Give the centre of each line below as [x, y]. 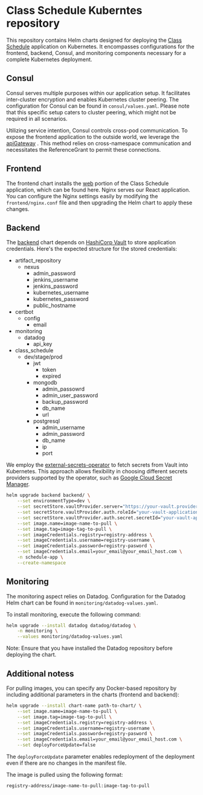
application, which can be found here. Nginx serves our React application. [98, 190]
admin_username [63, 427]
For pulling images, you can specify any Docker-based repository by [92, 688]
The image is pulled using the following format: [65, 775]
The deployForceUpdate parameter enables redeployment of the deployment [101, 757]
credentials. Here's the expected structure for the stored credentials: [92, 249]
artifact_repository [38, 261]
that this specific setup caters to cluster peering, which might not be [91, 112]
